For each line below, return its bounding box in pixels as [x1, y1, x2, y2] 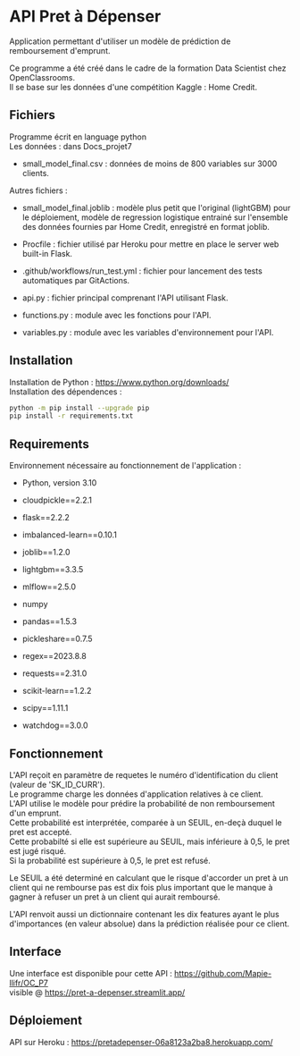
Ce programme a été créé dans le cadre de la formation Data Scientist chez [9, 63, 287, 73]
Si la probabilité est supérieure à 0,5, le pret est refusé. [9, 855, 212, 866]
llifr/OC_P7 [9, 977, 49, 988]
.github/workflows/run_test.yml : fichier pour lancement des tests [21, 266, 263, 276]
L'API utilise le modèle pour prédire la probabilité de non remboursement [9, 798, 275, 808]
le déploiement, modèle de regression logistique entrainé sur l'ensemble [21, 212, 288, 223]
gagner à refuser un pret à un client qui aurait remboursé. [9, 891, 221, 902]
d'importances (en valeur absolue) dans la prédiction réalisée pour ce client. [9, 918, 290, 929]
